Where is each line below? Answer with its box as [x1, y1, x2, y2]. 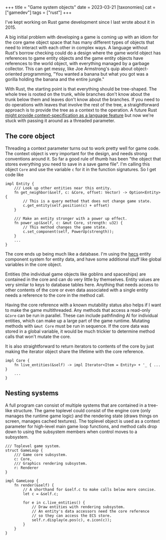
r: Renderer [14, 465, 39, 470]
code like [5, 172, 24, 178]
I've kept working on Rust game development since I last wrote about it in [5, 19, 155, 25]
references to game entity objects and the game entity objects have [5, 55, 144, 61]
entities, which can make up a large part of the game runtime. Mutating [5, 318, 150, 324]
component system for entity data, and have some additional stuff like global [5, 256, 162, 262]
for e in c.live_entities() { [23, 500, 85, 505]
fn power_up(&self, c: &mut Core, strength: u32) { [14, 220, 123, 225]
